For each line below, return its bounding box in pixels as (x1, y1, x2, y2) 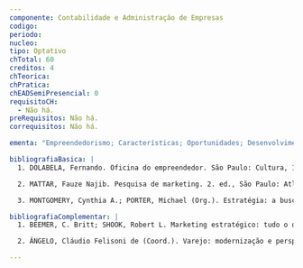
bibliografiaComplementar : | (9, 212, 119, 221)
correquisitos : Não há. (9, 123, 99, 132)
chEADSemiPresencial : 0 (9, 88, 99, 97)
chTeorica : (9, 72, 50, 81)
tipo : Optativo (9, 47, 67, 56)
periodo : (9, 30, 42, 39)
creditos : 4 (9, 64, 54, 73)
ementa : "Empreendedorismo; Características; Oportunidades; (9, 139, 244, 148)
